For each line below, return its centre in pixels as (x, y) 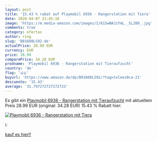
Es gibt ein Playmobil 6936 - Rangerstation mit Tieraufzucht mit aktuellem (79, 100)
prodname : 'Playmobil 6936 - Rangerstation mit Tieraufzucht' (69, 64)
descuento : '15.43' (25, 82)
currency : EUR (19, 50)
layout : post (18, 9)
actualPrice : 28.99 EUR (29, 46)
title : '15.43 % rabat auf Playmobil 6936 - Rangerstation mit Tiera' (78, 14)
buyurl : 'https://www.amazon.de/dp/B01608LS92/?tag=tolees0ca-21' (73, 77)
